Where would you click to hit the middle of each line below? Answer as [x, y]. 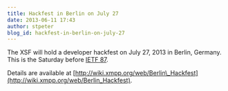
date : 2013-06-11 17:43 [41, 20]
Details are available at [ [41, 73]
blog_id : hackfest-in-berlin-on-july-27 [66, 33]
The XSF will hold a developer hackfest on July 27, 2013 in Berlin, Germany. [115, 52]
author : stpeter [30, 26]
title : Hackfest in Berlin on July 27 [63, 13]
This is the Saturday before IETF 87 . [58, 60]
